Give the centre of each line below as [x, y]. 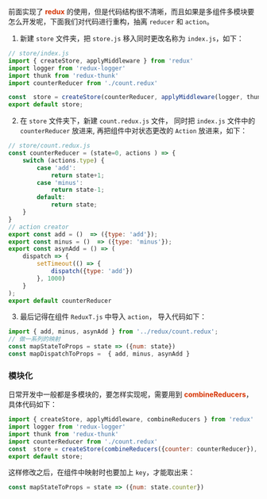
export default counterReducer [60, 301]
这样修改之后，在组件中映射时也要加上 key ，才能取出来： [102, 472]
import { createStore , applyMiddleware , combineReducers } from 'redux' [131, 420]
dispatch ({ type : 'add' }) [92, 271]
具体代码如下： [33, 405]
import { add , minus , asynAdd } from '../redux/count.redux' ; [113, 332]
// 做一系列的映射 [35, 340]
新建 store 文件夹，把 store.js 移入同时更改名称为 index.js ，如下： [132, 38]
